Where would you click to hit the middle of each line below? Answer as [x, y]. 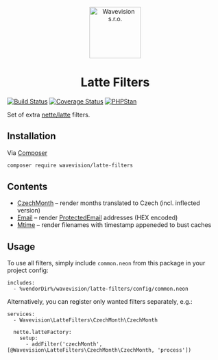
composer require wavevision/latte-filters [70, 165]
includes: [21, 283]
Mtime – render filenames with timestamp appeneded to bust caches [114, 225]
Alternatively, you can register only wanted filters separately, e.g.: [100, 302]
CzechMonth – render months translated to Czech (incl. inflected [108, 203]
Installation [32, 136]
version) [29, 211]
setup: [29, 338]
